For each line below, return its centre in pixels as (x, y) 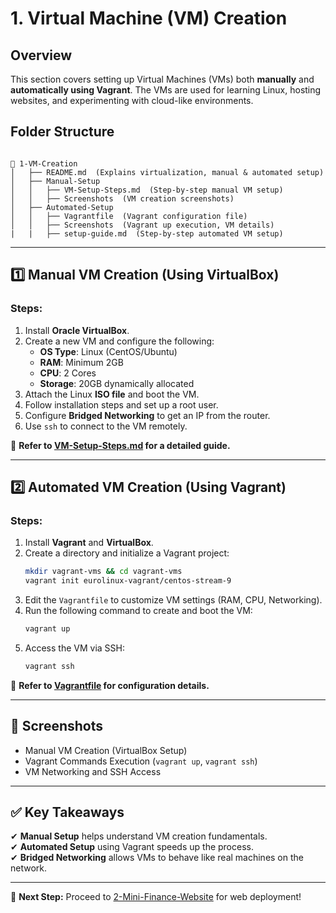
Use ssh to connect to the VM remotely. (106, 426)
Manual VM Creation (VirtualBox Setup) (106, 750)
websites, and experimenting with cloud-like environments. (132, 100)
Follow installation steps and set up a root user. (121, 404)
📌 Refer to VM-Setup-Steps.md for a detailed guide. (120, 445)
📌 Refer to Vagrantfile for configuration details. (110, 685)
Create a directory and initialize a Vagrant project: (127, 553)
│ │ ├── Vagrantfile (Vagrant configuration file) (129, 216)
